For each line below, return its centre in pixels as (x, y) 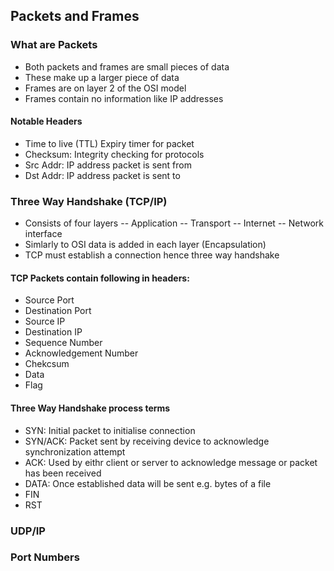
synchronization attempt (75, 451)
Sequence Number (63, 343)
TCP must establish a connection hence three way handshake (152, 255)
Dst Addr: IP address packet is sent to (102, 175)
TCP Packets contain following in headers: (100, 278)
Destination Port (58, 311)
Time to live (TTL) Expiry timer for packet (109, 143)
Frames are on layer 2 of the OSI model (105, 88)
